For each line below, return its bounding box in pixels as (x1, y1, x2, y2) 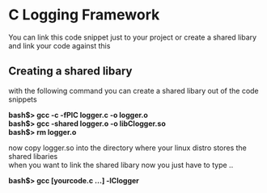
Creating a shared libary (8, 65, 133, 78)
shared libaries (8, 151, 58, 161)
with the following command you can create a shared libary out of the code (8, 86, 259, 95)
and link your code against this (8, 40, 111, 50)
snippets (8, 94, 38, 104)
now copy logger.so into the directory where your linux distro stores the (8, 143, 247, 153)
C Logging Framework (8, 6, 160, 24)
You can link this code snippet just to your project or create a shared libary (8, 32, 257, 42)
